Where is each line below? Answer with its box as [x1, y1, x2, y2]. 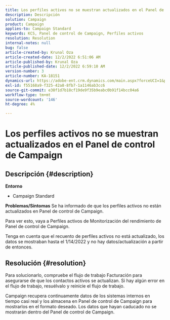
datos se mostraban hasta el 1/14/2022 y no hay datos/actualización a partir [5, 239, 163, 245]
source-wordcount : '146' [5, 97, 58, 102]
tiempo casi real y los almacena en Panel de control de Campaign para [5, 298, 153, 304]
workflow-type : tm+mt [5, 92, 51, 97]
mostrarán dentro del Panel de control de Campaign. [5, 309, 115, 315]
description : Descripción [5, 12, 60, 17]
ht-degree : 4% [5, 102, 35, 107]
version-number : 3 [5, 69, 44, 74]
